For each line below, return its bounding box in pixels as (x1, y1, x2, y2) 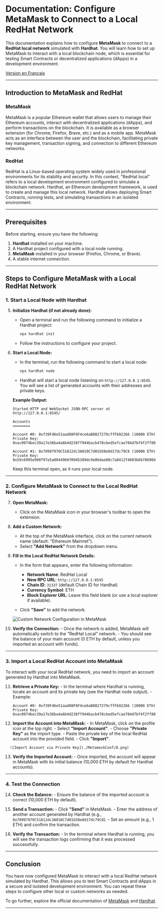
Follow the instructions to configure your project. (19, 340, 117, 346)
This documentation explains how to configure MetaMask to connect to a (5, 40, 152, 46)
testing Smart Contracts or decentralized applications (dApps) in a (5, 55, 137, 61)
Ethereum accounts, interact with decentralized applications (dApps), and (5, 119, 152, 125)
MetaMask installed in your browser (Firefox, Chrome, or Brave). (12, 251, 142, 256)
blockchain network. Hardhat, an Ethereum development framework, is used (5, 184, 158, 190)
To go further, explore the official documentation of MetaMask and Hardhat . (5, 897, 157, 904)
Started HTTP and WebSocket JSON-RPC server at (12, 406, 110, 411)
